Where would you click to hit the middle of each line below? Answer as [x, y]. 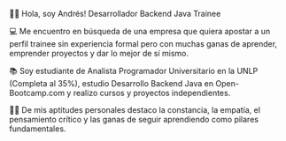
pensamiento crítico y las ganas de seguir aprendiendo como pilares [134, 119]
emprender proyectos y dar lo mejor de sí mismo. [99, 53]
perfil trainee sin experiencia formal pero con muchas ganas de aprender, [143, 44]
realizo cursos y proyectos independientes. [152, 93]
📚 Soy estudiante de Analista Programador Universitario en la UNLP [134, 71]
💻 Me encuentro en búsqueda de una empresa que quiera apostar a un [140, 31]
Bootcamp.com [37, 93]
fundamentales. [38, 129]
